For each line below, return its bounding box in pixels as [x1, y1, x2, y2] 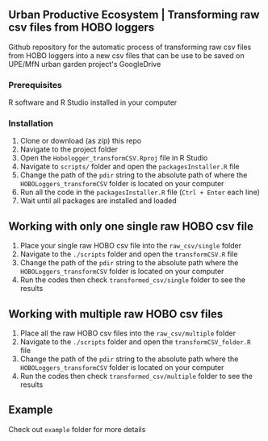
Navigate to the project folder [19, 144, 119, 154]
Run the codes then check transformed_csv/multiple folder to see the [19, 372, 253, 381]
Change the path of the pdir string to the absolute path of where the [19, 170, 248, 180]
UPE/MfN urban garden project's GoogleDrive [8, 59, 161, 69]
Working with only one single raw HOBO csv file [8, 219, 254, 233]
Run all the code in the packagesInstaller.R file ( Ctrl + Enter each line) [19, 187, 260, 198]
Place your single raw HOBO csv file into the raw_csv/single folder [19, 241, 242, 251]
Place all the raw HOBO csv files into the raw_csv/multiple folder [19, 328, 237, 339]
